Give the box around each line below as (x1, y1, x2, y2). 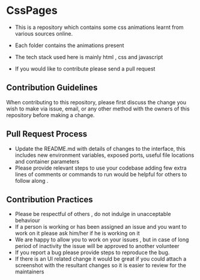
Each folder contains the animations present (14, 42, 124, 49)
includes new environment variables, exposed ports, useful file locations (14, 151, 195, 159)
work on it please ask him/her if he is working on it (14, 230, 140, 237)
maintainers (14, 268, 44, 275)
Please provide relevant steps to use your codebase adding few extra (14, 164, 187, 171)
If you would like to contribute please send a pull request (14, 65, 156, 72)
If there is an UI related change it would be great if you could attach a (14, 255, 187, 262)
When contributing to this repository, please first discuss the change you (6, 98, 186, 106)
